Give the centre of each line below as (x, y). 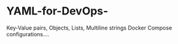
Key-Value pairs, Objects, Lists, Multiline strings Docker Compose (89, 28)
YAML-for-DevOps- (57, 11)
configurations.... (28, 34)
